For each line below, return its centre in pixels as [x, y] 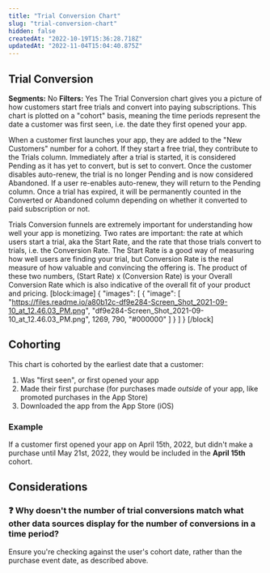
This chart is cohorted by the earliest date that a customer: [106, 364]
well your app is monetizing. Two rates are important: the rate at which [126, 233]
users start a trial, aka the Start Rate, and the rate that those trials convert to [135, 242]
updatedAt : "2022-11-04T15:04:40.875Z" [76, 46]
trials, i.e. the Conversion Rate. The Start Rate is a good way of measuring [131, 250]
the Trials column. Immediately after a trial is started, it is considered [122, 157]
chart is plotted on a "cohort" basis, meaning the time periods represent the [135, 115]
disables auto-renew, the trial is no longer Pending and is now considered [131, 174]
